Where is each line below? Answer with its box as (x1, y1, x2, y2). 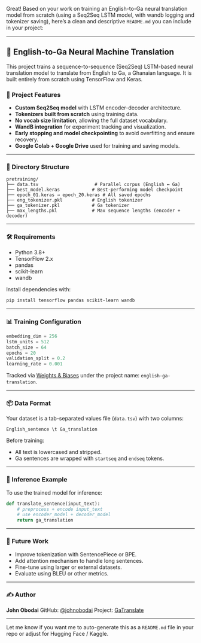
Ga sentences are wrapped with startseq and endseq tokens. (14, 455, 165, 462)
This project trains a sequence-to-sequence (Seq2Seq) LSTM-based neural (6, 63, 193, 70)
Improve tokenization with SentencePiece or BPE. (14, 550, 137, 558)
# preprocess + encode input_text (17, 506, 103, 512)
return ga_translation (17, 517, 74, 523)
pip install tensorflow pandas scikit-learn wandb (6, 297, 135, 303)
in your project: (6, 24, 44, 31)
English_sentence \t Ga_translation (6, 426, 98, 432)
